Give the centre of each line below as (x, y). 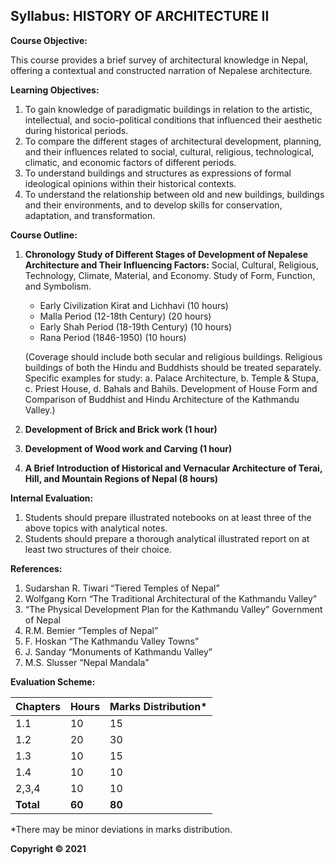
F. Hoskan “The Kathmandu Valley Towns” (112, 641)
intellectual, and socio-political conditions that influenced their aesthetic (173, 120)
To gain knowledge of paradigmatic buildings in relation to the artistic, (168, 109)
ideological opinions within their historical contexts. (130, 183)
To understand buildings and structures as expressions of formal (158, 173)
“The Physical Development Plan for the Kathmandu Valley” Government (173, 609)
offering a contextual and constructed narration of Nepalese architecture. (161, 70)
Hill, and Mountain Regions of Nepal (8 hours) (121, 478)
